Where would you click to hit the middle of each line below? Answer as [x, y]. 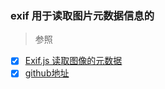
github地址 [47, 73]
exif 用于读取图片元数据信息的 [82, 15]
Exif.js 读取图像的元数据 [73, 61]
